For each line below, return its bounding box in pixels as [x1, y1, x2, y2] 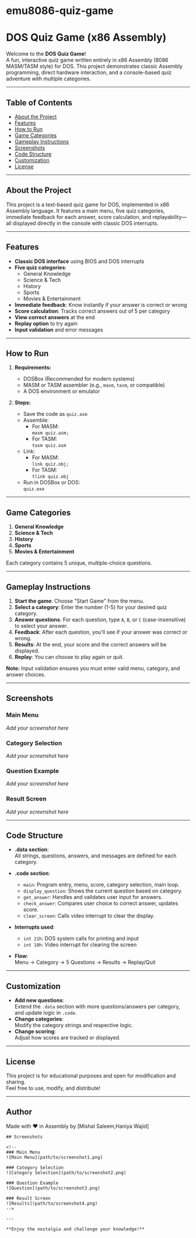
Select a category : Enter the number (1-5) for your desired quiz [14, 604, 167, 610]
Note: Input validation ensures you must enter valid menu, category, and [6, 665, 180, 672]
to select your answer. [14, 623, 68, 629]
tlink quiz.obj [32, 474, 69, 480]
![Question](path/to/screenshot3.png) [6, 1185, 100, 1191]
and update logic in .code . [14, 1009, 77, 1017]
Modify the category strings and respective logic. [14, 1022, 133, 1029]
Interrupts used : [14, 924, 55, 931]
